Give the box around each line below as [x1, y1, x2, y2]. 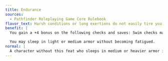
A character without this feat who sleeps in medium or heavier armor [9, 48, 160, 54]
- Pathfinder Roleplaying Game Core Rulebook [9, 16, 106, 21]
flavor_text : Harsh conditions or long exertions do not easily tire [5, 21, 153, 26]
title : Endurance [5, 7, 41, 12]
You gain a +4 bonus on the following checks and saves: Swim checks [9, 30, 157, 35]
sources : [5, 12, 23, 17]
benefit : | [5, 26, 28, 31]
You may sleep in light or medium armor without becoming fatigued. [9, 39, 155, 45]
